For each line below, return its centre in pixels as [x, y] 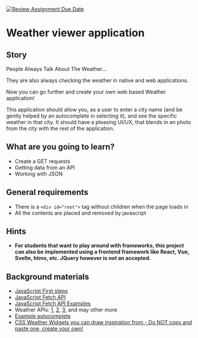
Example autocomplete [43, 316]
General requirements [47, 192]
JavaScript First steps [41, 291]
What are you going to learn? [61, 147]
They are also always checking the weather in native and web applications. [98, 80]
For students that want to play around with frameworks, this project [99, 246]
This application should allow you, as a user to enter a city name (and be [94, 110]
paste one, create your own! [49, 329]
